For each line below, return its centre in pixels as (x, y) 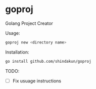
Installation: (17, 52)
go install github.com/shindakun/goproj (49, 61)
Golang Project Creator (29, 23)
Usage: (13, 33)
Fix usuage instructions (37, 81)
